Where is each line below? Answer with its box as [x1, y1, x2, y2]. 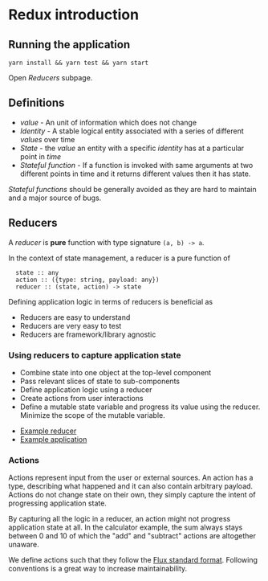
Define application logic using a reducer [19, 384, 152, 395]
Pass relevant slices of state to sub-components [19, 376, 181, 386]
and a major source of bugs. [8, 193, 102, 203]
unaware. [8, 540, 39, 550]
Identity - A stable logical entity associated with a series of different [19, 126, 245, 136]
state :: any [15, 268, 59, 276]
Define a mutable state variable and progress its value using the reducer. [19, 402, 261, 411]
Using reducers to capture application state [8, 350, 182, 361]
